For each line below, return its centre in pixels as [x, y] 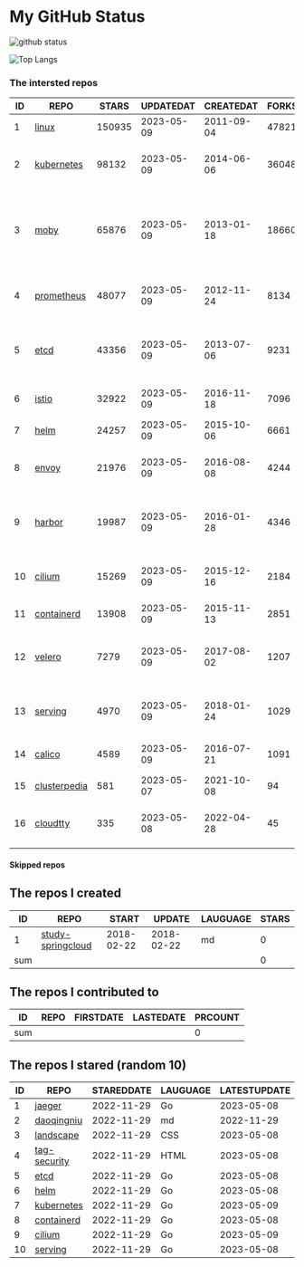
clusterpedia [62, 786]
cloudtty [52, 823]
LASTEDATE [159, 1018]
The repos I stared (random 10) [98, 1065]
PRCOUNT [217, 1018]
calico [47, 754]
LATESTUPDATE [255, 1090]
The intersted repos [54, 82]
